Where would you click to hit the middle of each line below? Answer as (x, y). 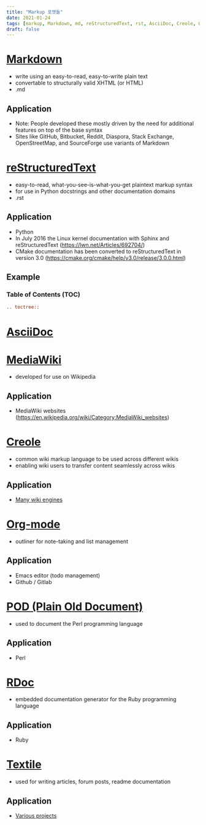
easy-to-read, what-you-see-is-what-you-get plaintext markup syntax (104, 184)
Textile (24, 765)
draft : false (23, 29)
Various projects (36, 815)
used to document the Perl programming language (79, 623)
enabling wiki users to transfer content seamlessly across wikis (95, 466)
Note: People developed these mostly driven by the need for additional (105, 124)
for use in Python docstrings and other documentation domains (95, 191)
